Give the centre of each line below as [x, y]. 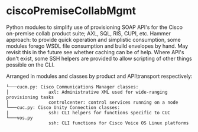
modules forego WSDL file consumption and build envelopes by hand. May [97, 46]
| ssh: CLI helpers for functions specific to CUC [88, 113]
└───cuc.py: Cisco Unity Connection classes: [63, 107]
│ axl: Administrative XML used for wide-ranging [87, 92]
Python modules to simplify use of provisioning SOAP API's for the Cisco [95, 27]
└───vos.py [20, 118]
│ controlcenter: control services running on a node [92, 102]
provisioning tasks [30, 97]
